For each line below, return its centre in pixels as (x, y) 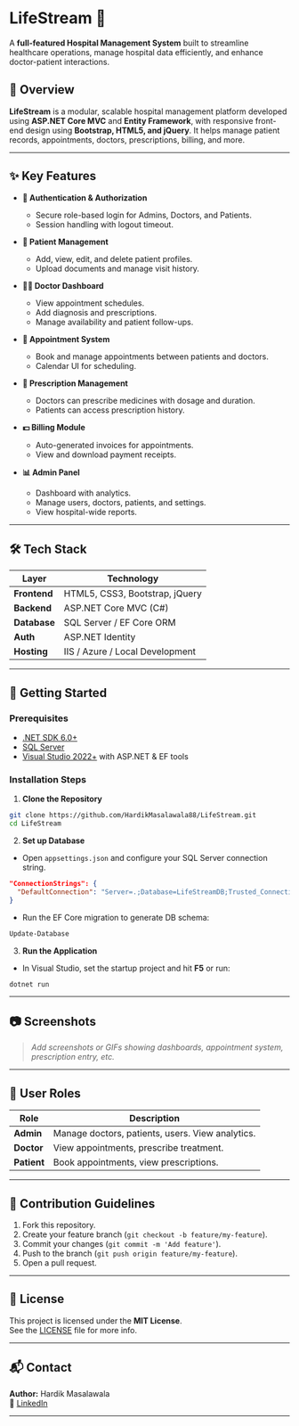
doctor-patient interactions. (59, 61)
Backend (32, 608)
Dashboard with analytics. (83, 493)
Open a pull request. (60, 1262)
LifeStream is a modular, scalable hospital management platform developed (148, 111)
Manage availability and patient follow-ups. (114, 322)
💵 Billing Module (54, 427)
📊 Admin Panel (51, 472)
